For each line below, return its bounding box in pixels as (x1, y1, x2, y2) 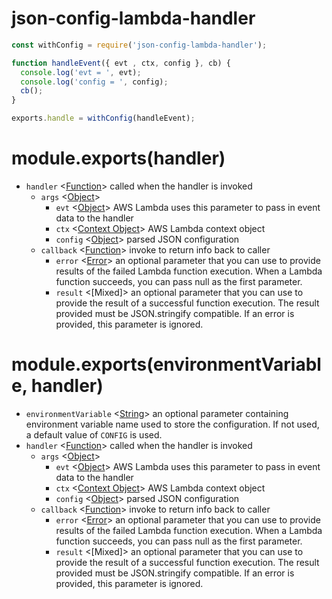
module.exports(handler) (11, 147, 226, 170)
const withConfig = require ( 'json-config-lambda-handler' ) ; (11, 40, 268, 50)
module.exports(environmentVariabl (11, 353, 322, 376)
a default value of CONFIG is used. (25, 428, 163, 441)
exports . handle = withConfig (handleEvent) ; (11, 113, 196, 124)
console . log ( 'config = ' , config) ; (20, 77, 169, 87)
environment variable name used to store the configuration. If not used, (25, 418, 320, 430)
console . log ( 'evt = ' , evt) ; (20, 67, 142, 77)
